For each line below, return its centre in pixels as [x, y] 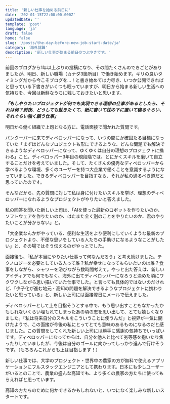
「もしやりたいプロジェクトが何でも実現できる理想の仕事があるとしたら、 [83, 103]
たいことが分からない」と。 [34, 222]
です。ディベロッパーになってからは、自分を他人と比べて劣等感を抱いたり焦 [84, 337]
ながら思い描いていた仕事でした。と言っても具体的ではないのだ [89, 282]
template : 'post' [24, 24]
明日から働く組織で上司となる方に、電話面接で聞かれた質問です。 [74, 127]
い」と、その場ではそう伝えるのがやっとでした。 [56, 246]
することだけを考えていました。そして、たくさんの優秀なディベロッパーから [85, 163]
